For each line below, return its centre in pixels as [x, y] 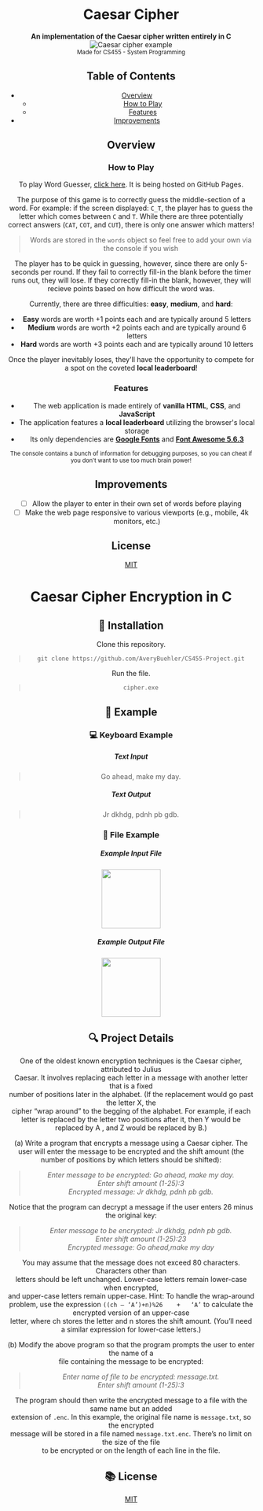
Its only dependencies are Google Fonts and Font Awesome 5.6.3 [137, 439]
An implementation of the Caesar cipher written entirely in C [131, 36]
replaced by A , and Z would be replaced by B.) [131, 1128]
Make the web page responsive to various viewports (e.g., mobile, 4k [137, 512]
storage [137, 430]
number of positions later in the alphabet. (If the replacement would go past [131, 1095]
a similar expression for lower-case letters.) [131, 1330]
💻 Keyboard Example [131, 735]
